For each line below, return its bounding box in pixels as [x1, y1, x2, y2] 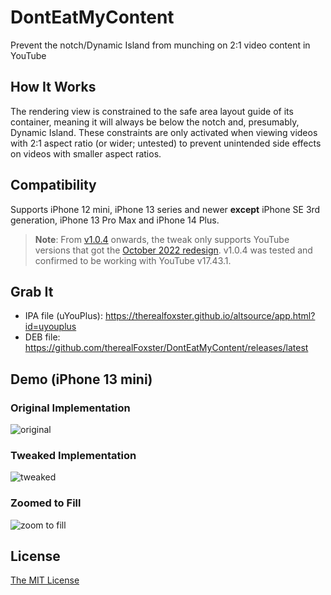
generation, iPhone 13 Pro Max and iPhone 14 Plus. [10, 214, 220, 226]
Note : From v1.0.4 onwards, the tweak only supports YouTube [34, 233, 290, 245]
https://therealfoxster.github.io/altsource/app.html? [104, 310, 316, 322]
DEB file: [24, 331, 61, 343]
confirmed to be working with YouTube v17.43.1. [34, 254, 232, 266]
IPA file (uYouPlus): [24, 310, 103, 322]
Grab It [10, 283, 54, 300]
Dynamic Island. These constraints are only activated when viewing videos [10, 126, 318, 138]
